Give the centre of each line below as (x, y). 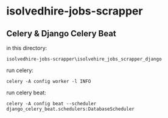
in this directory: (27, 48)
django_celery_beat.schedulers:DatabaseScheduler (71, 109)
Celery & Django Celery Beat (61, 34)
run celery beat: (26, 93)
